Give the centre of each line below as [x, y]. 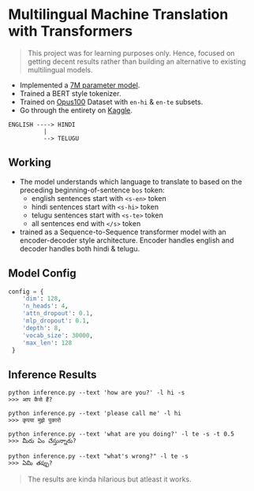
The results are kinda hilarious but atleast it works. [109, 479]
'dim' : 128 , [42, 299]
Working [30, 163]
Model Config [42, 273]
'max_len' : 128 [47, 343]
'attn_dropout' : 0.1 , [58, 314]
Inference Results [52, 375]
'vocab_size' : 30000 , [58, 335]
